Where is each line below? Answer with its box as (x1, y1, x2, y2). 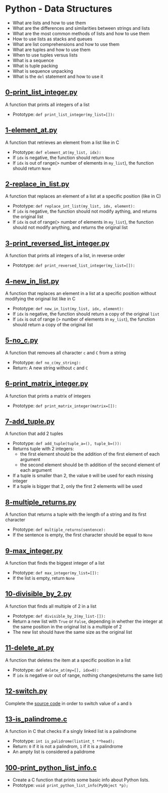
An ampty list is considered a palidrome (12, 749, 95, 755)
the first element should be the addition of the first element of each (20, 451, 160, 457)
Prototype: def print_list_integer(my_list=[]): (12, 111, 115, 117)
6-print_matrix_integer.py (5, 379, 88, 388)
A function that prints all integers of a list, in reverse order (5, 253, 125, 259)
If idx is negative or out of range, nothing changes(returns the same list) (12, 672, 163, 678)
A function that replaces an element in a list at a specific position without (5, 290, 156, 296)
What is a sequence (12, 57, 54, 63)
